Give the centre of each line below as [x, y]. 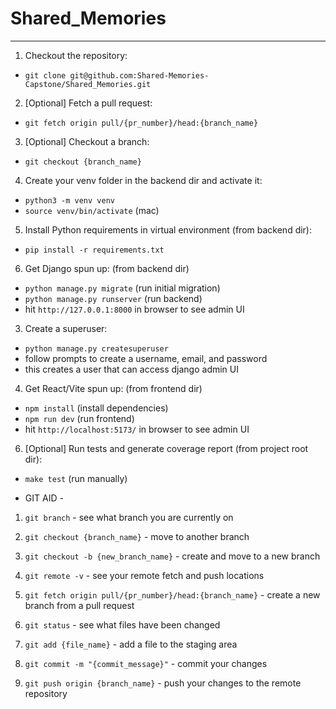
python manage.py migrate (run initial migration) [122, 288]
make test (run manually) [76, 478]
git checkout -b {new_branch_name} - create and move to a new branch [172, 556]
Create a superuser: [66, 328]
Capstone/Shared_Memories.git [88, 84]
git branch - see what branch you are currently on [129, 517]
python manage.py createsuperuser [96, 348]
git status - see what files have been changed [122, 624]
